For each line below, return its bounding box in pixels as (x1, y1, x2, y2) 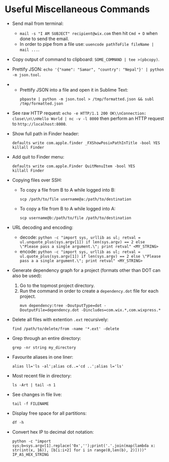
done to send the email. (19, 36, 70, 42)
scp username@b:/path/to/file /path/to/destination (19, 215, 131, 221)
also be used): (12, 272, 42, 279)
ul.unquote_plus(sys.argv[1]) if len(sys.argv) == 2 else (19, 239, 145, 244)
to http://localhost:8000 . (12, 120, 67, 127)
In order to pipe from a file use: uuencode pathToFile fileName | (19, 41, 154, 47)
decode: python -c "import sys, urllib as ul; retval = (19, 234, 141, 240)
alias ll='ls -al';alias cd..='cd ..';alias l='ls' (12, 363, 124, 369)
